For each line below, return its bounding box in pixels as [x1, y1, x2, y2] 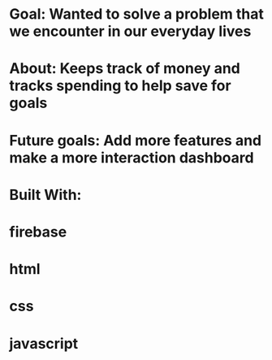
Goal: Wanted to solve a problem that [9, 5, 265, 24]
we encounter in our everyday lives [9, 22, 252, 41]
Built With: [9, 185, 82, 204]
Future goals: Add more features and [9, 131, 262, 150]
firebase [9, 223, 67, 241]
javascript [9, 334, 79, 353]
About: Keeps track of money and [9, 59, 240, 78]
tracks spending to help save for [9, 76, 231, 95]
